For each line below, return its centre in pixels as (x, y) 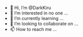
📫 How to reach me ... (33, 29)
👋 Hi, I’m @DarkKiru (30, 8)
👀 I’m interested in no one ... (39, 13)
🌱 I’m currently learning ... (37, 18)
